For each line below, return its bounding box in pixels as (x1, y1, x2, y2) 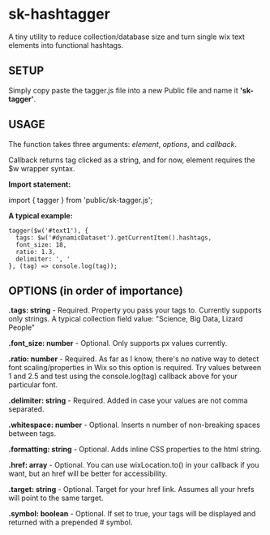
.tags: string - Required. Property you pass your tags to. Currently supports (8, 305, 262, 315)
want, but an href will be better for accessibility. (8, 468, 168, 479)
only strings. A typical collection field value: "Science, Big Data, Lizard (8, 314, 243, 324)
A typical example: (8, 210, 73, 220)
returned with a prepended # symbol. (8, 517, 133, 528)
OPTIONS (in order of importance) (8, 283, 184, 297)
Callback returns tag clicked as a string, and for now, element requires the (8, 155, 255, 165)
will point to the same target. (8, 493, 104, 503)
